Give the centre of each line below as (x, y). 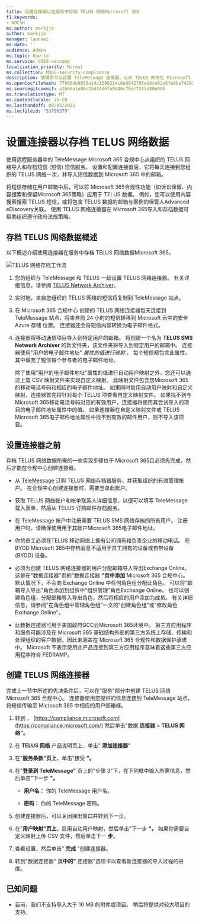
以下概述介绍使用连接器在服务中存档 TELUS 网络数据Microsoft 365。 (90, 253)
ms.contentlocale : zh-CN (37, 100)
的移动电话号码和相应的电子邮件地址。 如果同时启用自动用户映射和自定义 (104, 388)
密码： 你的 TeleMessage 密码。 (63, 803)
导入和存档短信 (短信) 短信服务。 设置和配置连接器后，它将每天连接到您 (98, 167)
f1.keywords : (22, 17)
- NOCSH (16, 23)
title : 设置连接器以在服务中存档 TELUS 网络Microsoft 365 (73, 12)
